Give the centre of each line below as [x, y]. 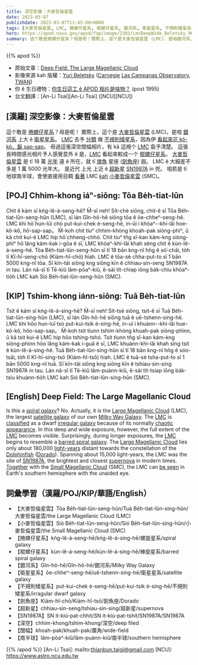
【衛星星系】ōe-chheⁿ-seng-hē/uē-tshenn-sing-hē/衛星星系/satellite [98, 573]
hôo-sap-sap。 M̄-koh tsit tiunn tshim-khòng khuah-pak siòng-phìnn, [107, 331]
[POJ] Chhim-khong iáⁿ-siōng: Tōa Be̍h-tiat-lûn [95, 196]
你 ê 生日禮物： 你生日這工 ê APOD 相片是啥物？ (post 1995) [87, 89]
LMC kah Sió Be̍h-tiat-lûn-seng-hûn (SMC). [70, 276]
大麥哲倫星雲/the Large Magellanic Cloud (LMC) [73, 516]
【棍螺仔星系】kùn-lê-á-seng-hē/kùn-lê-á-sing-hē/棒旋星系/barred [97, 552]
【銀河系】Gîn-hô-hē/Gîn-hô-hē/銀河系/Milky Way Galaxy [85, 565]
